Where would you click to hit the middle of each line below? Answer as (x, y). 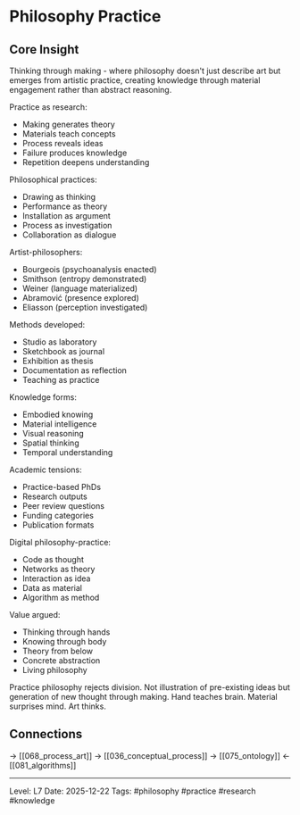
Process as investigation (67, 225)
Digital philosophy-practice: (60, 542)
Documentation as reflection (75, 370)
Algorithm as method (61, 597)
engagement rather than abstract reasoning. (91, 90)
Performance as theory (65, 206)
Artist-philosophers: (46, 252)
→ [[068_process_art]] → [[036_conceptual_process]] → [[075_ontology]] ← (150, 755)
